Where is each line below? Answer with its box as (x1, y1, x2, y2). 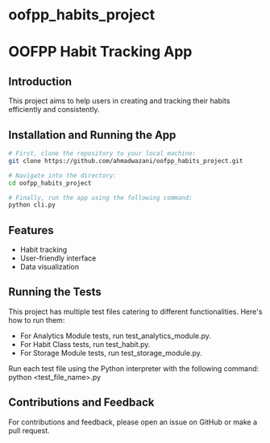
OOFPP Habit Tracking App (8, 43, 193, 61)
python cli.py (8, 201, 56, 209)
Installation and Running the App (8, 127, 177, 142)
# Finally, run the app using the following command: (8, 194, 193, 202)
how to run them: (8, 315, 65, 324)
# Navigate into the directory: (8, 171, 117, 179)
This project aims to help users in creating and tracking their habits (8, 96, 231, 106)
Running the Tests (8, 285, 102, 299)
